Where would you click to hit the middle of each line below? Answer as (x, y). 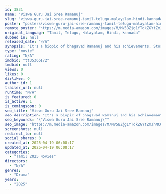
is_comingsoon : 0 (23, 106)
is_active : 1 (19, 102)
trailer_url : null (24, 88)
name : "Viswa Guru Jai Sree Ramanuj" (44, 14)
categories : (17, 152)
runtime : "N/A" (21, 92)
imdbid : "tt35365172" (27, 60)
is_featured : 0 (21, 97)
